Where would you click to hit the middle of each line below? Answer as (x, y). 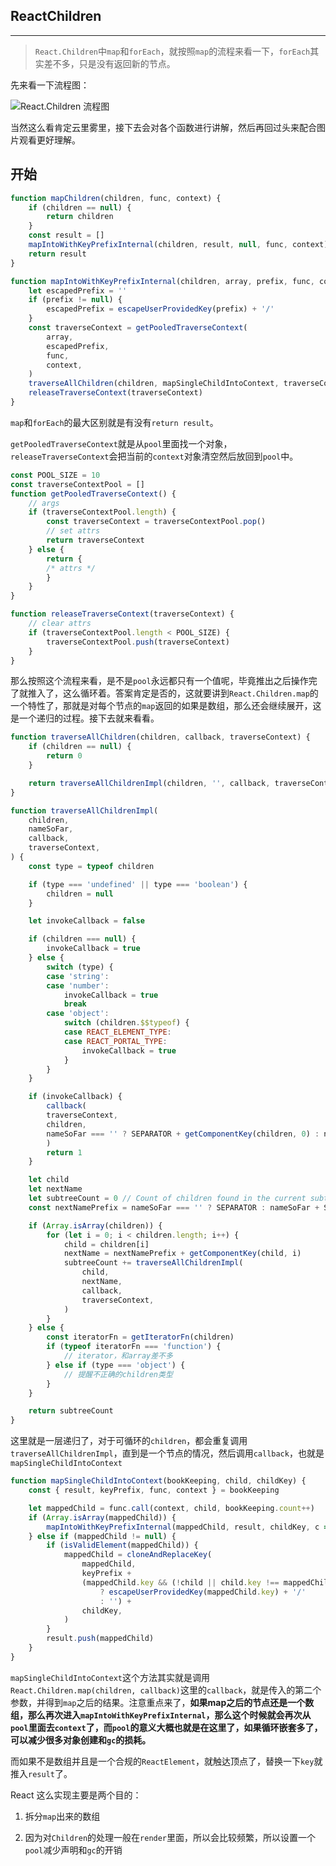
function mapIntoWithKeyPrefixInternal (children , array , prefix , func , (162, 281)
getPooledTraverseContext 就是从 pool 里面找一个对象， (121, 443)
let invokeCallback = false (86, 921)
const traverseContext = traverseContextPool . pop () (156, 522)
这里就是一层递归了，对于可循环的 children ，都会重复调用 (129, 1441)
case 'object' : (78, 1014)
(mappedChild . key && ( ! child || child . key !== (180, 1582)
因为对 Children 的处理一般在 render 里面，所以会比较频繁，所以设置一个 (170, 1837)
